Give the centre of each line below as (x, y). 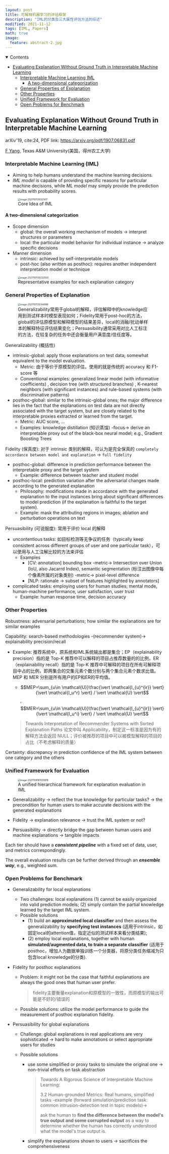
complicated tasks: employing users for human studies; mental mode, (85, 586)
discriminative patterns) (45, 395)
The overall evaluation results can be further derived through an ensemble (83, 860)
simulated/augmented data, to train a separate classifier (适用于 (96, 945)
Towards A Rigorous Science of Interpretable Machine (96, 1079)
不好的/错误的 (56, 999)
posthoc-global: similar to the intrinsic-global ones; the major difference (87, 400)
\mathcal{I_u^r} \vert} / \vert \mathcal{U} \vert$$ (99, 693)
